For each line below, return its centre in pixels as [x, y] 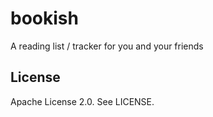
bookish [44, 18]
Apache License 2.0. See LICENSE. [82, 101]
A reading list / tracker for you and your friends [107, 46]
